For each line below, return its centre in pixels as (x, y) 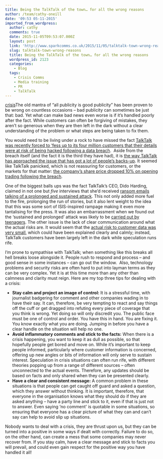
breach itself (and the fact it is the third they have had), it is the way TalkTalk (81, 156)
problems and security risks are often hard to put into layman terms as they (80, 268)
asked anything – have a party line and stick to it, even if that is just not (83, 402)
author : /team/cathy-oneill (33, 14)
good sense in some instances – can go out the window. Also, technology (79, 263)
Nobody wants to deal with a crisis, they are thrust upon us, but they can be (81, 426)
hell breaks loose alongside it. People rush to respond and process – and (78, 258)
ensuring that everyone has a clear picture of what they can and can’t (81, 412)
